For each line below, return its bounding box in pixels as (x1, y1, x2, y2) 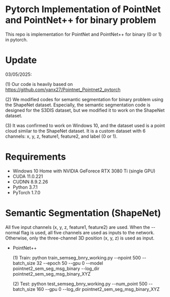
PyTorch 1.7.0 (12, 189, 41, 195)
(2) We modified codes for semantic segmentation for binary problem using (5, 96, 164, 102)
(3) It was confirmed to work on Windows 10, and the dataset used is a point (5, 122, 165, 128)
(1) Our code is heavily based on (5, 81, 73, 87)
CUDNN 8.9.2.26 (12, 179, 48, 185)
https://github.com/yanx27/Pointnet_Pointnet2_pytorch (5, 86, 121, 93)
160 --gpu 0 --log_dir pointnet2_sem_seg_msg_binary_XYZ (36, 286, 160, 292)
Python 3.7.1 (12, 184, 38, 190)
